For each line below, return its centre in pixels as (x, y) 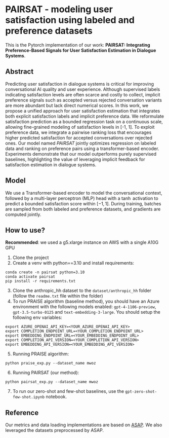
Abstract (19, 72)
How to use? (25, 230)
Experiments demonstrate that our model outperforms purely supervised (81, 154)
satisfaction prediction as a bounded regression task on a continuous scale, (84, 121)
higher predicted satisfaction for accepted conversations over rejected (79, 137)
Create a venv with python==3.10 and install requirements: (73, 263)
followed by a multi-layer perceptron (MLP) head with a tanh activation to (82, 198)
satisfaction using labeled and (70, 20)
